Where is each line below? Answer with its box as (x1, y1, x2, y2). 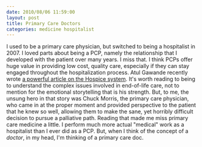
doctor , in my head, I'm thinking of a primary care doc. (6, 134, 144, 141)
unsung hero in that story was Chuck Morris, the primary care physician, (6, 95, 189, 102)
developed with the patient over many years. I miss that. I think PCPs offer (6, 56, 193, 63)
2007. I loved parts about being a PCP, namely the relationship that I (6, 50, 178, 57)
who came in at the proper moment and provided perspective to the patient (6, 102, 196, 109)
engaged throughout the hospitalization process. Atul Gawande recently (6, 69, 188, 77)
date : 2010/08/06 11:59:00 (6, 9, 75, 15)
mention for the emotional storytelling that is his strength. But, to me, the (6, 88, 189, 96)
